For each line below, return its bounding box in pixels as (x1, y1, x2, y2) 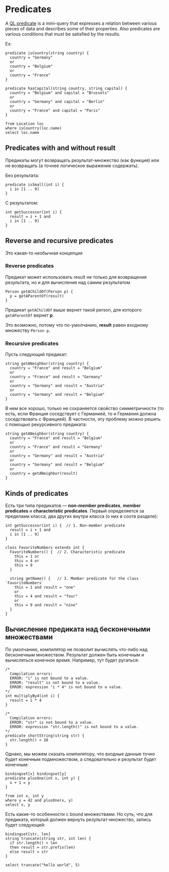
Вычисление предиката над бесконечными (5, 625, 150, 634)
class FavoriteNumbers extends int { (5, 545, 85, 550)
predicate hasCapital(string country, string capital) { (5, 86, 128, 91)
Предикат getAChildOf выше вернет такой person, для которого (5, 306, 142, 313)
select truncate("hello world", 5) (5, 862, 80, 867)
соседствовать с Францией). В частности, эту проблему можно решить (5, 416, 161, 422)
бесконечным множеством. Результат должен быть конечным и (5, 651, 145, 657)
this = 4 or (14, 558, 39, 563)
